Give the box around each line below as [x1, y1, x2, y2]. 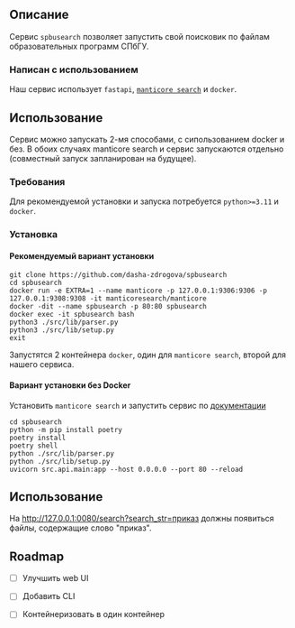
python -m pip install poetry [9, 425, 123, 434]
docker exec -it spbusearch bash [9, 310, 135, 319]
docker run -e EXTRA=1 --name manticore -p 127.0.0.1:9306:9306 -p [9, 286, 268, 296]
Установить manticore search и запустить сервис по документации [9, 400, 267, 411]
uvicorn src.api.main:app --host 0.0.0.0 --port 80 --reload [9, 465, 244, 474]
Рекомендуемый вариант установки [9, 250, 155, 261]
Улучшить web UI [22, 573, 89, 584]
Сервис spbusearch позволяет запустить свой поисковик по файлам [9, 31, 270, 42]
